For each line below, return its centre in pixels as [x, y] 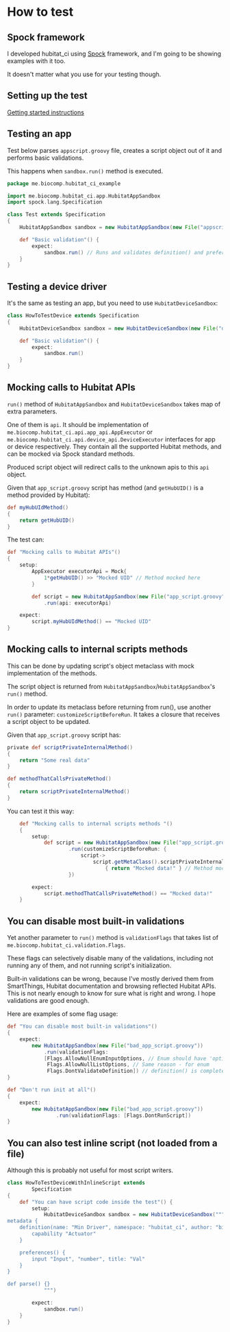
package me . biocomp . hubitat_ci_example [64, 183]
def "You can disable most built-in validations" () [82, 1027]
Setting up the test [47, 96]
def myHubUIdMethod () [38, 507]
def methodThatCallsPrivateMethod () [59, 779]
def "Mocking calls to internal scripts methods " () [96, 823]
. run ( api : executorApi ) [77, 603]
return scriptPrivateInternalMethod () [75, 792]
